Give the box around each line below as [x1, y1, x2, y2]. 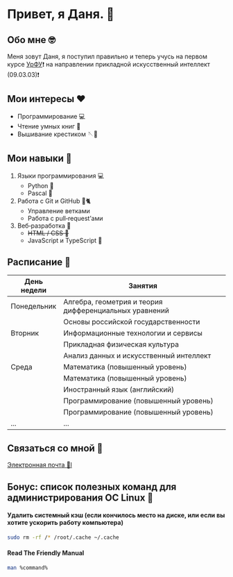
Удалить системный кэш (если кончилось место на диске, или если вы [7, 511, 225, 519]
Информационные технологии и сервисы [63, 328, 203, 338]
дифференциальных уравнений [63, 306, 170, 315]
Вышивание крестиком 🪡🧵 [17, 130, 98, 138]
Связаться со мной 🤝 [7, 442, 103, 454]
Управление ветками [27, 206, 90, 215]
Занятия [128, 281, 157, 291]
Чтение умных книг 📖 [17, 122, 81, 131]
